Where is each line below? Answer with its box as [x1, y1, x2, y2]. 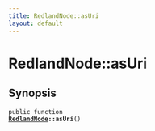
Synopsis [8, 87, 57, 100]
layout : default [8, 19, 63, 27]
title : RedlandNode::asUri [8, 11, 99, 20]
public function [8, 108, 63, 116]
